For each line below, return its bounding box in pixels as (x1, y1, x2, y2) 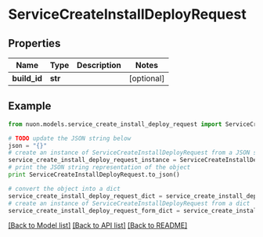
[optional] (128, 73, 165, 84)
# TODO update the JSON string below (8, 135, 131, 142)
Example (8, 99, 52, 113)
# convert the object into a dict (8, 185, 121, 192)
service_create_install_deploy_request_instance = (8, 156, 177, 164)
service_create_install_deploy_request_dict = (8, 192, 163, 200)
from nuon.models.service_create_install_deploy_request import (8, 120, 222, 128)
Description (77, 60, 121, 70)
